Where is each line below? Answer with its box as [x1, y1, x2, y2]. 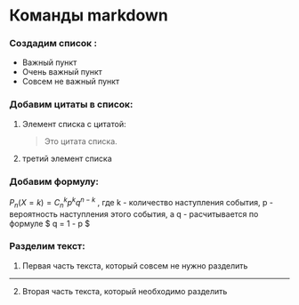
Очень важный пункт [21, 67, 102, 77]
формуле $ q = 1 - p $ [9, 218, 91, 229]
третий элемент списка [21, 153, 113, 164]
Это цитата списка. [44, 135, 117, 147]
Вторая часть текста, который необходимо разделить [21, 285, 228, 296]
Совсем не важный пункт [21, 76, 120, 87]
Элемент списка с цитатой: [21, 118, 126, 129]
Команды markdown [9, 5, 169, 26]
